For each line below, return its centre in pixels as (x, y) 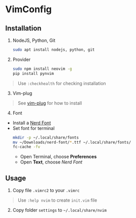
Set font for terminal (33, 128)
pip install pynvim (33, 73)
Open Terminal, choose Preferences (58, 157)
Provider (22, 59)
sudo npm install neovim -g (42, 69)
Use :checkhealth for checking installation (62, 83)
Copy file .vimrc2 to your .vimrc (46, 190)
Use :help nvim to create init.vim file (57, 200)
